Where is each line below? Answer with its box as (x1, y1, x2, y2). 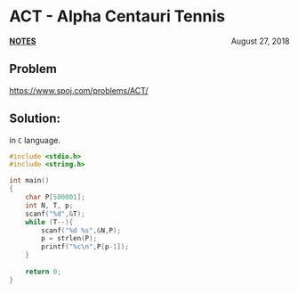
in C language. (9, 134, 60, 145)
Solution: (9, 111, 60, 126)
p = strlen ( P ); (41, 234, 98, 243)
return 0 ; (25, 267, 62, 276)
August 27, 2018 (230, 36, 290, 46)
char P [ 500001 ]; (25, 193, 86, 202)
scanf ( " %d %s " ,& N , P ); (41, 225, 122, 235)
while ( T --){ (25, 217, 74, 226)
